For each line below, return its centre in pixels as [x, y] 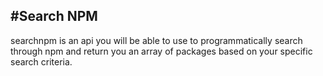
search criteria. [41, 61]
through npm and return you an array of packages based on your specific [161, 51]
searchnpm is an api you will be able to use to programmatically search [156, 40]
